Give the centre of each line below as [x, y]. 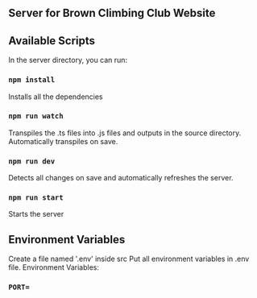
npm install [32, 80]
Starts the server [36, 214]
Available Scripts [52, 41]
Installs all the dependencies [56, 97]
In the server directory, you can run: [68, 60]
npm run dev [32, 161]
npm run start [36, 198]
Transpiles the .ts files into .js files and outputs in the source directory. [125, 133]
